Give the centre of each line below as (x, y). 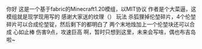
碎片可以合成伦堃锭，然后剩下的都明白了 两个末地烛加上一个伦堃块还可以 (98, 24)
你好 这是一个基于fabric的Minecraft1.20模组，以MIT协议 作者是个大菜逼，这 (101, 9)
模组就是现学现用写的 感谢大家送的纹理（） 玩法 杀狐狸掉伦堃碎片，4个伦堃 (101, 17)
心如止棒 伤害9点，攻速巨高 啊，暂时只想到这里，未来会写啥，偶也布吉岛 (105, 32)
